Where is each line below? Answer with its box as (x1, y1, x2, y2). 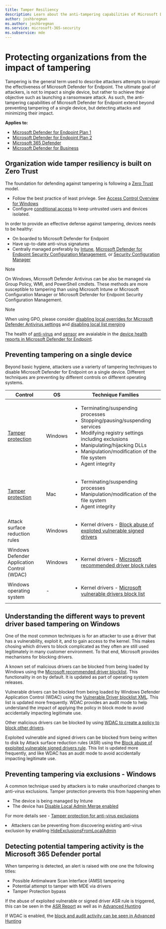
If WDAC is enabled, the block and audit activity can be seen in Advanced (5, 913, 155, 919)
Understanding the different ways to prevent (5, 612, 145, 620)
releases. (5, 679, 24, 685)
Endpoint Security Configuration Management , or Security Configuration (12, 251, 160, 257)
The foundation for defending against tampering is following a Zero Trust (5, 180, 153, 186)
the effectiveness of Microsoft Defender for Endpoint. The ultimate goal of (5, 84, 156, 90)
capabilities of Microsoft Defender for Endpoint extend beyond (27, 100, 155, 106)
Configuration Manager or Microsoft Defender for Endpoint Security (5, 291, 143, 297)
